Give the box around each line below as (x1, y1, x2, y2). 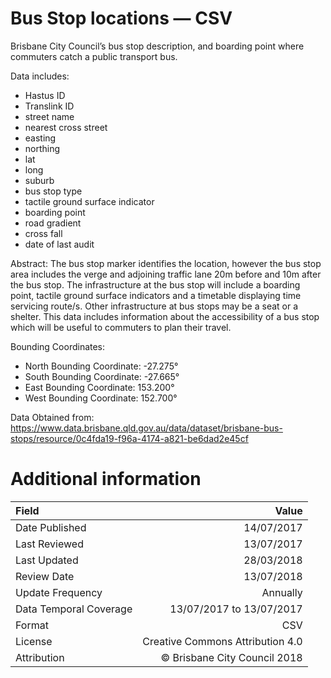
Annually (261, 585, 303, 599)
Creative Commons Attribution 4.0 (142, 634, 303, 648)
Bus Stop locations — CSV (10, 7, 233, 30)
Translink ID (24, 100, 75, 112)
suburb (24, 174, 55, 186)
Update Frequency (15, 585, 103, 599)
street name (24, 110, 75, 122)
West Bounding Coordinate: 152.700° (24, 392, 178, 404)
